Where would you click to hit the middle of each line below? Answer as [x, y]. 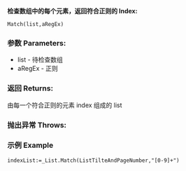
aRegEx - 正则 [37, 69]
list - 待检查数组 [40, 60]
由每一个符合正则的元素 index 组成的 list [65, 105]
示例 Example [30, 145]
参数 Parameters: [37, 43]
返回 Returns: [30, 88]
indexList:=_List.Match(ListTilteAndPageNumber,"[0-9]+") [93, 160]
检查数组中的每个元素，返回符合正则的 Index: [72, 11]
